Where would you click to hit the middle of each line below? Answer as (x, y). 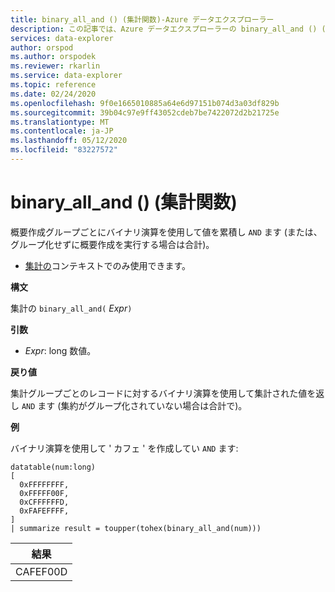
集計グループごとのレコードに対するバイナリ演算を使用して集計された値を (163, 393)
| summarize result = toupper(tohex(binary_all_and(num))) (136, 528)
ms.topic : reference (53, 85)
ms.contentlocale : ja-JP (62, 131)
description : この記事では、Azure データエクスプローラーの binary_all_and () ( (168, 29)
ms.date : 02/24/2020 (53, 94)
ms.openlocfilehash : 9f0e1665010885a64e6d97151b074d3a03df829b (145, 103)
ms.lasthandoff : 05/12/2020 (69, 141)
